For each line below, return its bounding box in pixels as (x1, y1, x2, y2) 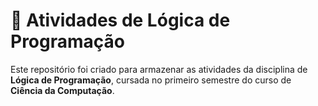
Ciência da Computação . (10, 84, 115, 96)
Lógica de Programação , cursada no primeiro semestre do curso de (10, 74, 292, 86)
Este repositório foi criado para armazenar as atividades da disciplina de (10, 63, 308, 75)
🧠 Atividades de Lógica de (10, 9, 231, 32)
